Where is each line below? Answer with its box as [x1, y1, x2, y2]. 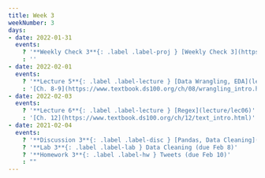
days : [8, 26, 26, 34]
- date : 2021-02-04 [8, 121, 73, 129]
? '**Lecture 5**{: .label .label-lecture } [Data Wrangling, [22, 77, 231, 85]
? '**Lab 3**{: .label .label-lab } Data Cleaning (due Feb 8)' [22, 143, 238, 151]
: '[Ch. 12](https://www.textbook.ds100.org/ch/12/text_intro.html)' [22, 114, 256, 122]
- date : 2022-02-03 [8, 92, 73, 100]
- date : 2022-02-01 [8, 63, 73, 71]
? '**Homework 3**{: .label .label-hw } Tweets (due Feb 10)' [22, 150, 231, 158]
